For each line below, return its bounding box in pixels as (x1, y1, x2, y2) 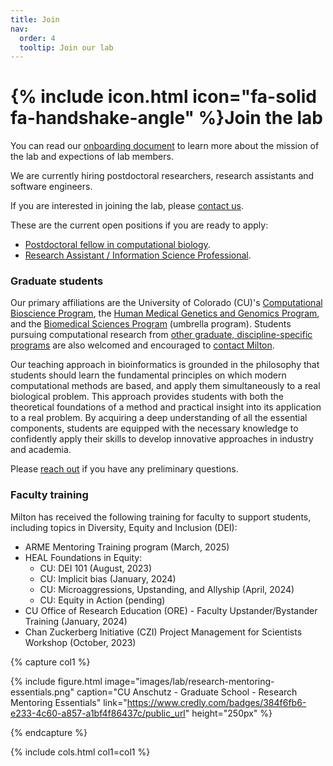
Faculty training (10, 488, 89, 502)
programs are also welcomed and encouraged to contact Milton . (10, 339, 275, 351)
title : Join (10, 14, 60, 25)
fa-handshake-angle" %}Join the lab (10, 107, 323, 130)
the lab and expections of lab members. (10, 151, 174, 163)
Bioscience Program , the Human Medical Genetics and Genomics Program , (10, 307, 320, 320)
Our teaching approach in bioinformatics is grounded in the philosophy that (10, 359, 320, 371)
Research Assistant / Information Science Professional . (24, 249, 252, 261)
